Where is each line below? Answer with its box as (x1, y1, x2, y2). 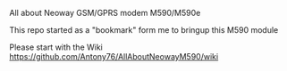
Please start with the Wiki (9, 42, 103, 52)
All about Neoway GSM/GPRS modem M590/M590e (9, 8, 201, 18)
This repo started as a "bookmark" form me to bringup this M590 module (9, 25, 279, 35)
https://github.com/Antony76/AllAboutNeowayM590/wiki (9, 51, 219, 61)
